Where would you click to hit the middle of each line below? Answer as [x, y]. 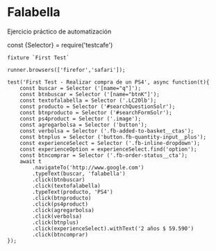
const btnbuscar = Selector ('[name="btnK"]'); [90, 94]
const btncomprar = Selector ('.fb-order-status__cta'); [104, 155]
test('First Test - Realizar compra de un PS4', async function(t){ [108, 82]
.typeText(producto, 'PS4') [73, 192]
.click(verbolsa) [57, 216]
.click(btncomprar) [60, 234]
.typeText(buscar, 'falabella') [79, 174]
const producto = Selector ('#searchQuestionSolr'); [98, 106]
